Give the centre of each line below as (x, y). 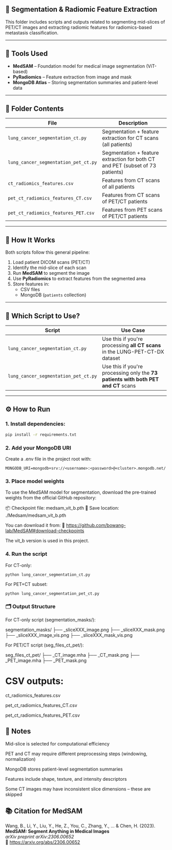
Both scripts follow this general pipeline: (48, 252)
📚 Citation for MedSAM (44, 811)
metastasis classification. (32, 33)
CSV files (30, 290)
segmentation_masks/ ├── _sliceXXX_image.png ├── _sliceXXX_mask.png (85, 630)
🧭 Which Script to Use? (43, 316)
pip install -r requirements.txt (41, 434)
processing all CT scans (132, 346)
